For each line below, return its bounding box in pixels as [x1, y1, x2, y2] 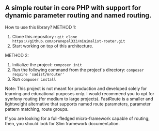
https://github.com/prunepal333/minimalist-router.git [12, 39, 126, 44]
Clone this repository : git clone [12, 33, 78, 39]
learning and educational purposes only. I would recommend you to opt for [5, 90, 154, 96]
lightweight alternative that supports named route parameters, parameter [5, 101, 151, 107]
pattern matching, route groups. [5, 106, 69, 112]
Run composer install [12, 76, 56, 82]
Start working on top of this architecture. [12, 43, 94, 49]
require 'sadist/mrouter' [12, 72, 64, 77]
